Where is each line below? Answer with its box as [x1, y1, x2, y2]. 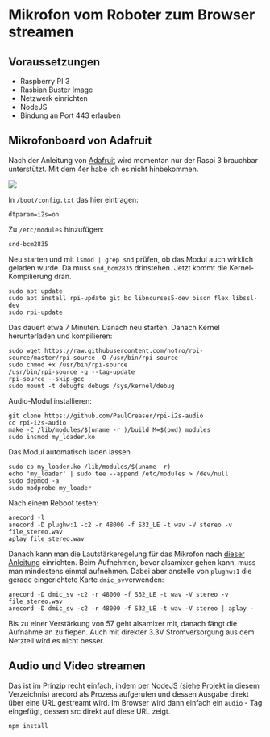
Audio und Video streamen [8, 660, 147, 673]
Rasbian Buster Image [19, 85, 93, 94]
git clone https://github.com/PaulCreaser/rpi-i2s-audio [8, 412, 204, 420]
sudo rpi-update [8, 308, 63, 316]
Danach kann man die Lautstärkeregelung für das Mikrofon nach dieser [8, 549, 245, 559]
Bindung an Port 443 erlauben [19, 111, 121, 120]
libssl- [231, 294, 258, 302]
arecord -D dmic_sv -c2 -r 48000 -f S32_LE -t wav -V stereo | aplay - [8, 604, 254, 613]
